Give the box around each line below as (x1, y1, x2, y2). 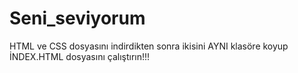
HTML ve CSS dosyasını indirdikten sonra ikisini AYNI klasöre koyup (9, 40, 289, 52)
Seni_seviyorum (9, 7, 146, 30)
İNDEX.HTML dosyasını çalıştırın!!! (9, 50, 151, 62)
